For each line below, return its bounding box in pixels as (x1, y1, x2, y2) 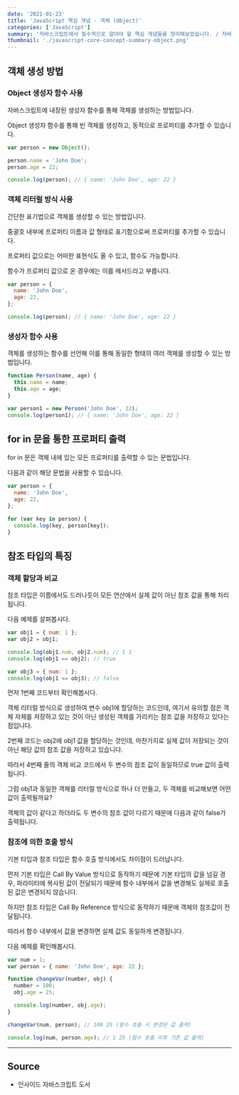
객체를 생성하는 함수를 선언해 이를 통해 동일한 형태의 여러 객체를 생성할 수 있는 (7, 349, 224, 358)
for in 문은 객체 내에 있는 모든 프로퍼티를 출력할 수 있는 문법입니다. (7, 453, 191, 462)
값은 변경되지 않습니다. (14, 888, 78, 896)
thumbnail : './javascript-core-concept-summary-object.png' (7, 37, 190, 44)
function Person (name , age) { (7, 372, 97, 380)
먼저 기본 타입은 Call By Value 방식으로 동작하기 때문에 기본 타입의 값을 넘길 (7, 870, 218, 878)
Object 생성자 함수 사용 (7, 88, 83, 98)
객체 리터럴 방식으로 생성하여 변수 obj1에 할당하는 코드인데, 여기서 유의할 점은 (7, 703, 222, 712)
